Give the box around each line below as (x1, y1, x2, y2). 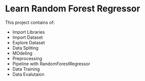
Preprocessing (12, 55, 43, 61)
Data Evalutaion (12, 71, 45, 77)
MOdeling (12, 50, 33, 56)
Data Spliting (12, 45, 39, 51)
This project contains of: (5, 19, 55, 25)
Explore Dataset (12, 39, 45, 45)
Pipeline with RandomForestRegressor (12, 61, 91, 67)
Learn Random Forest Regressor (5, 3, 141, 14)
